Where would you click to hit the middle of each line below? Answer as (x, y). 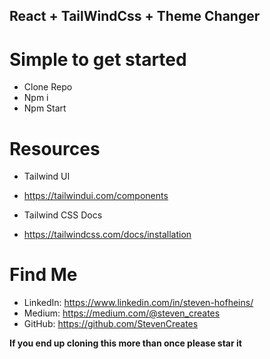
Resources (55, 148)
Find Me (43, 275)
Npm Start (45, 108)
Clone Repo (48, 87)
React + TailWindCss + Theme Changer (135, 16)
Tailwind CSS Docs (63, 215)
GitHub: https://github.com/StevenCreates (111, 324)
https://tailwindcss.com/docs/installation (107, 235)
